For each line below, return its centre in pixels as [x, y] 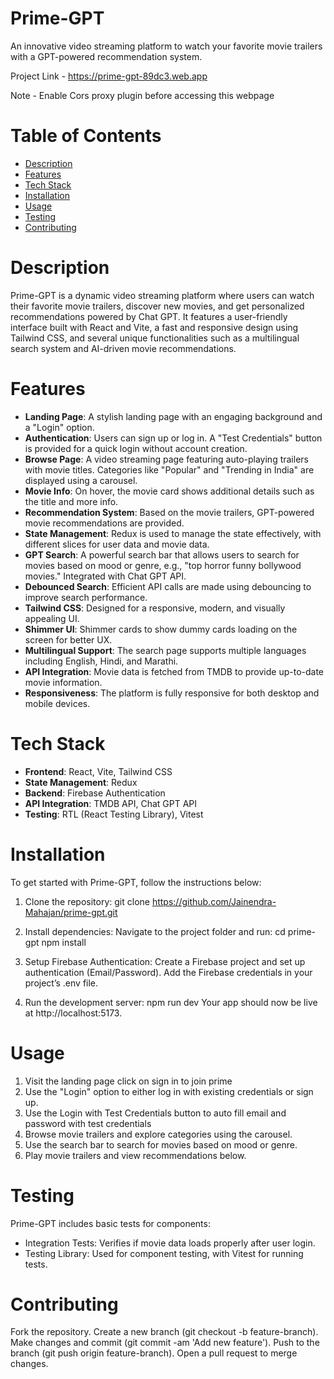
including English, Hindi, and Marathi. [101, 661]
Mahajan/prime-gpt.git [71, 912]
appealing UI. [52, 618]
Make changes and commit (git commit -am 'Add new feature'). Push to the [165, 1343]
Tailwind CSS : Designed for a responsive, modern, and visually [155, 608]
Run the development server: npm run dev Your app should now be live [171, 1002]
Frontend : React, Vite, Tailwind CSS [98, 771]
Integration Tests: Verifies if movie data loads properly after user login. [170, 1243]
